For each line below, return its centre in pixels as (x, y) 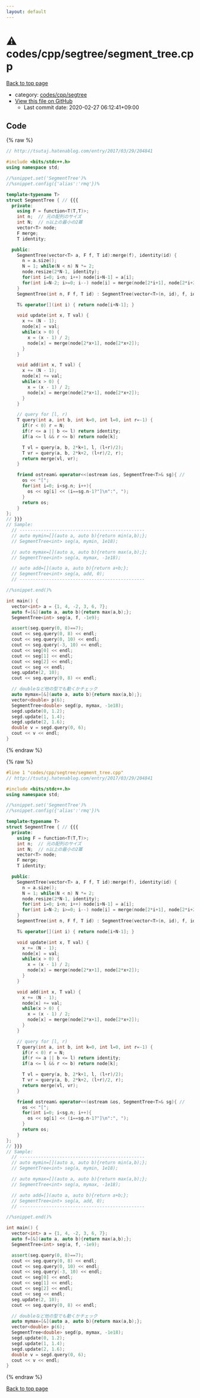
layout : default (26, 12)
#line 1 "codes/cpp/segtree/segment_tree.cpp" (65, 772)
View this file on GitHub (44, 101)
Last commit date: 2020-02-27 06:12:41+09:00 (81, 107)
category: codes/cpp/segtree (51, 94)
